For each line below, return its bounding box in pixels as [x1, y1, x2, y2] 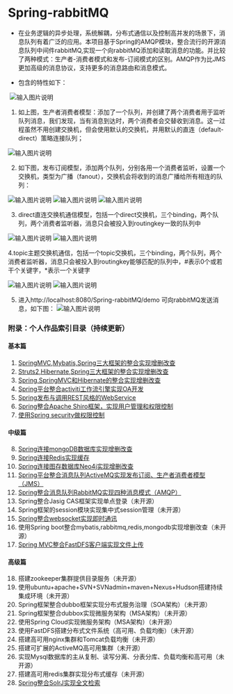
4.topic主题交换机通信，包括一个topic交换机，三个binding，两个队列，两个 [8, 248, 222, 257]
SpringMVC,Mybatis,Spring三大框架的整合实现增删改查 [17, 359, 176, 367]
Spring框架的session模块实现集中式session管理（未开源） [17, 506, 185, 514]
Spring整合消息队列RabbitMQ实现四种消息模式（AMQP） [17, 488, 182, 497]
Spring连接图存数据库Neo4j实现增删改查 [17, 462, 134, 471]
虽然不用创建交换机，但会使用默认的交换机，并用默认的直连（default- [24, 125, 224, 134]
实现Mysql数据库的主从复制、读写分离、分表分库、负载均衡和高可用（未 [17, 652, 225, 661]
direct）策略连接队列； [17, 134, 84, 142]
